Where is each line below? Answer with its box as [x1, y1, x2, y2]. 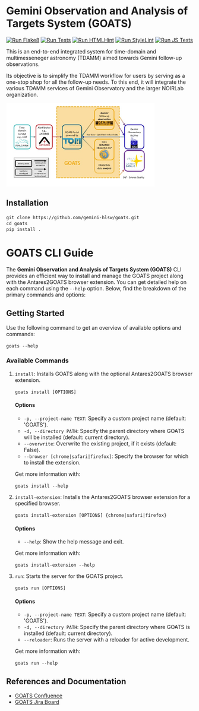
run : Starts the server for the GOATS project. [14, 573, 124, 580]
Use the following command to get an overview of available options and [6, 324, 182, 331]
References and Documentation [6, 676, 127, 687]
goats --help [6, 343, 39, 349]
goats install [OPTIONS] [14, 389, 77, 395]
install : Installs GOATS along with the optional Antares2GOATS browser [14, 370, 193, 377]
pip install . [6, 226, 42, 232]
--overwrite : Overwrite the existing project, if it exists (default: [23, 440, 177, 447]
